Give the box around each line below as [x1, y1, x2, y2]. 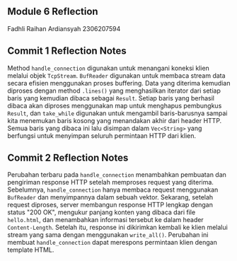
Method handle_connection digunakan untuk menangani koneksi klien [7, 64, 210, 72]
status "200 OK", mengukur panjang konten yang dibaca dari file [7, 208, 196, 216]
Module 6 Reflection [7, 6, 98, 18]
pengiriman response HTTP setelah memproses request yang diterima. [7, 178, 214, 187]
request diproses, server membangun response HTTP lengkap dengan [7, 201, 214, 209]
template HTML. [7, 245, 54, 254]
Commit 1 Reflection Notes [7, 45, 127, 57]
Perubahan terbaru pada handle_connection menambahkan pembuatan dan [7, 170, 226, 179]
